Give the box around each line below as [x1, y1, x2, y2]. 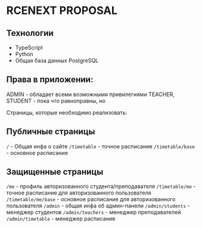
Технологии [6, 28, 54, 38]
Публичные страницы [6, 126, 96, 137]
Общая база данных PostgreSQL [15, 57, 99, 64]
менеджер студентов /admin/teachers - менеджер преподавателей [6, 209, 181, 216]
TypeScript [15, 44, 43, 51]
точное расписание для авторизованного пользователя [6, 189, 151, 196]
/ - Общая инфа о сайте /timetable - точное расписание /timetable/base [6, 142, 195, 150]
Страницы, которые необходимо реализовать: [6, 109, 128, 116]
